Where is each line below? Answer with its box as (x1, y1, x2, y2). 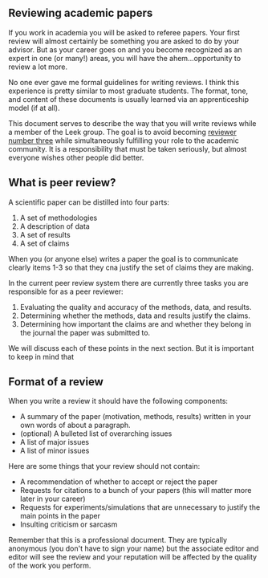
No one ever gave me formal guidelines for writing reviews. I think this (8, 77, 240, 87)
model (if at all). (8, 103, 60, 112)
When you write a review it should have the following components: (8, 397, 229, 406)
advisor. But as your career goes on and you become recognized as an (8, 44, 242, 55)
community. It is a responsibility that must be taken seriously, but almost (8, 144, 247, 153)
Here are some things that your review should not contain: (8, 462, 201, 471)
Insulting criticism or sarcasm (19, 519, 118, 529)
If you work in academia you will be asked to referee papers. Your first (8, 27, 241, 37)
